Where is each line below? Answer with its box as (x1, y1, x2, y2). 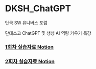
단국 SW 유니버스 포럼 (5, 20, 48, 25)
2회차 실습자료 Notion (5, 58, 55, 65)
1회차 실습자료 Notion (5, 44, 54, 50)
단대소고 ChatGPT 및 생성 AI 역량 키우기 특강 (5, 30, 92, 36)
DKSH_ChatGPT (5, 3, 71, 14)
